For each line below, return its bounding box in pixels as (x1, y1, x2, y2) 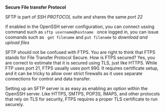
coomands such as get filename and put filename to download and (5, 34, 148, 40)
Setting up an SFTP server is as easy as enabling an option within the (5, 85, 148, 91)
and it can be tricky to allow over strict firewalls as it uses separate (5, 70, 142, 76)
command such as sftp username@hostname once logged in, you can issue (5, 29, 159, 34)
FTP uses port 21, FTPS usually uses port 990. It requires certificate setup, (5, 65, 159, 71)
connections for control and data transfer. (5, 76, 91, 81)
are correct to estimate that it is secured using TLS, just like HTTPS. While (5, 60, 157, 65)
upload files (5, 39, 30, 45)
